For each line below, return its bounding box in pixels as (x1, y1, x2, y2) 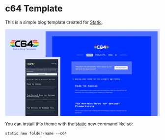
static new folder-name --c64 (5, 131, 67, 136)
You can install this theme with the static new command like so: (5, 121, 134, 127)
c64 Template (5, 3, 63, 14)
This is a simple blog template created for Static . (5, 19, 103, 25)
